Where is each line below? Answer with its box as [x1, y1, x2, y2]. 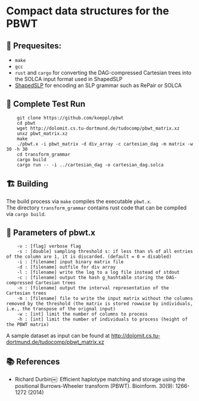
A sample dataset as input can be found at [6, 332, 110, 340]
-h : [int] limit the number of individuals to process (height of [17, 316, 188, 323]
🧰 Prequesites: [6, 41, 61, 51]
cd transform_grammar [17, 151, 70, 158]
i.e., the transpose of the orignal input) [6, 306, 116, 312]
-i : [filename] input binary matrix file [17, 259, 124, 265]
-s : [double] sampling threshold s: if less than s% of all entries [17, 249, 194, 255]
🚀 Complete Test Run [6, 99, 85, 109]
